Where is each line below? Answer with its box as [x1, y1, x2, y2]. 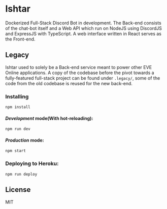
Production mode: [5, 137, 44, 143]
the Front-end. [5, 36, 36, 42]
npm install [5, 104, 30, 110]
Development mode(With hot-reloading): [5, 115, 93, 121]
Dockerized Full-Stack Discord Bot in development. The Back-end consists [5, 20, 161, 26]
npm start [5, 148, 26, 154]
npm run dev [5, 126, 30, 132]
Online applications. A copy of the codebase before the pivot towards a [5, 69, 154, 76]
